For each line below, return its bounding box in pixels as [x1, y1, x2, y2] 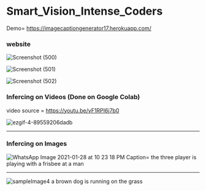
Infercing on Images [6, 140, 67, 148]
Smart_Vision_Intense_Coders [6, 4, 163, 18]
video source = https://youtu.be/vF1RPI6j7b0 [6, 107, 120, 114]
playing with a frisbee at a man [6, 160, 84, 167]
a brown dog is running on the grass [51, 178, 143, 185]
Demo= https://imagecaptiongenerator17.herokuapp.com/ [6, 24, 152, 32]
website [6, 40, 31, 48]
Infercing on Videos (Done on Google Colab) [6, 93, 140, 102]
